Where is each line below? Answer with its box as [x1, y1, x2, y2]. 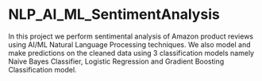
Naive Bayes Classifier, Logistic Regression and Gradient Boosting [8, 57, 225, 66]
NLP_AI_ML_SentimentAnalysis [8, 6, 220, 24]
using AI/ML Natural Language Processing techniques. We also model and [8, 39, 252, 49]
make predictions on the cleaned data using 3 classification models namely [8, 48, 255, 57]
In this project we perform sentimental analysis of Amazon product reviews [8, 31, 254, 41]
